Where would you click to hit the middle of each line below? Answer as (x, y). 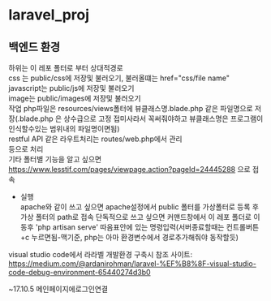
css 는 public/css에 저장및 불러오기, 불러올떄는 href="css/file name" (119, 78)
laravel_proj (49, 15)
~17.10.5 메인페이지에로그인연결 (58, 289)
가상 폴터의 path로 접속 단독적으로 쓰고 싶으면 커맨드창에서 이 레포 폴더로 (135, 217)
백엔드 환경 (34, 47)
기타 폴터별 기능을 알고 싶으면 (55, 159)
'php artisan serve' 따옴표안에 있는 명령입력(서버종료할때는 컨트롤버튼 (147, 227)
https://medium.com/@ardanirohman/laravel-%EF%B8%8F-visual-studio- (133, 264)
